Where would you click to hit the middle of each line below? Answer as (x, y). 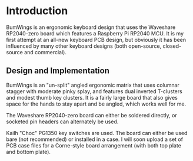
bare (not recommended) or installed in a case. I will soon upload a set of (95, 139)
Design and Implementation (58, 71)
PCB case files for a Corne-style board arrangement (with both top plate (94, 145)
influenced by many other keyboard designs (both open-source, (84, 46)
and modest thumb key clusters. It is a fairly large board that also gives (92, 97)
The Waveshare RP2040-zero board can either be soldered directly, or (92, 115)
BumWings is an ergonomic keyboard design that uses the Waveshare (91, 27)
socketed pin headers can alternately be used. (62, 121)
